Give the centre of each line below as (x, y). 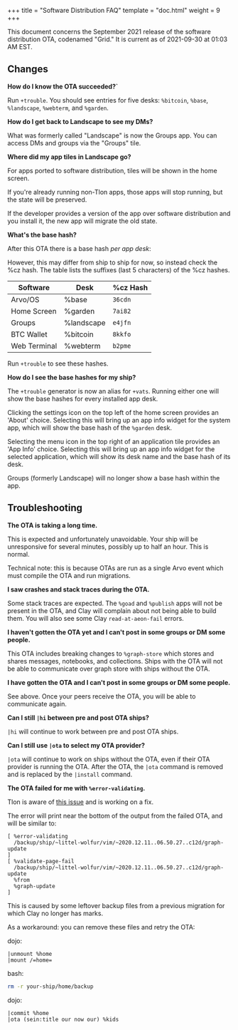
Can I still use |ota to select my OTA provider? (76, 745)
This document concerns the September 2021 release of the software (109, 32)
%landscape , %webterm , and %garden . (58, 108)
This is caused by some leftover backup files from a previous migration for (116, 905)
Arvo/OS (25, 299)
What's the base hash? (42, 235)
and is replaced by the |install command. (70, 774)
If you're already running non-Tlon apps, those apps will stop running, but (115, 192)
